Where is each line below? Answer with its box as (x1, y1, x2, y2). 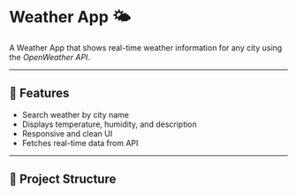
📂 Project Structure (9, 172, 117, 187)
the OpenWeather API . (9, 51, 91, 62)
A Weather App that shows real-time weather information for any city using (9, 42, 283, 53)
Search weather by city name (21, 109, 130, 120)
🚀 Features (9, 86, 70, 101)
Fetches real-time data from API (21, 137, 139, 148)
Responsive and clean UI (21, 128, 113, 138)
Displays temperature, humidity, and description (21, 119, 197, 129)
